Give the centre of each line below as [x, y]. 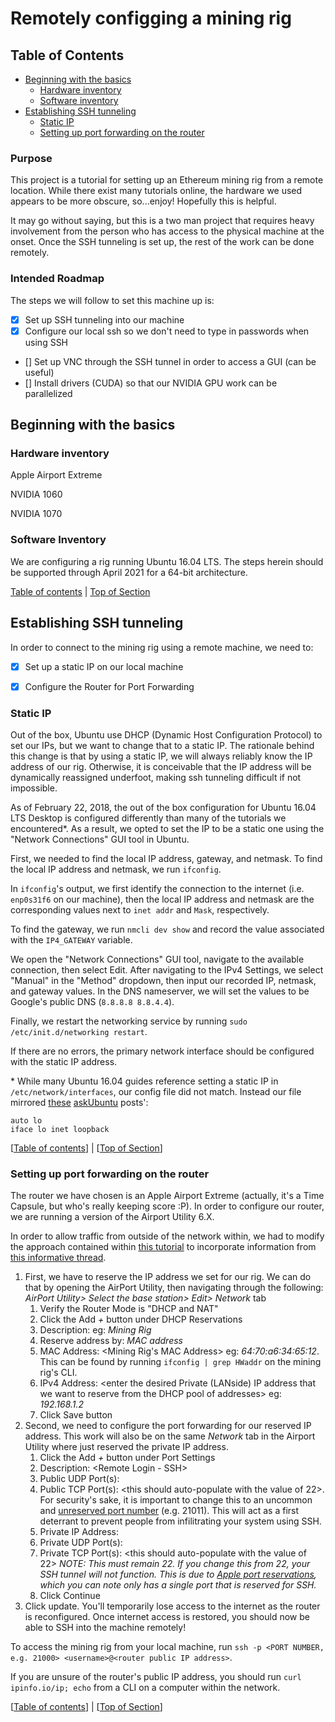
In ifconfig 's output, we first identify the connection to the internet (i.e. [157, 888]
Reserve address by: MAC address [111, 1341]
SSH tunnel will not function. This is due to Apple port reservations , [178, 1574]
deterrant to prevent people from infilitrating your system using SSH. [180, 1521]
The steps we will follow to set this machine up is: [112, 300]
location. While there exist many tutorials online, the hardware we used [156, 191]
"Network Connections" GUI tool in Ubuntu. [100, 839]
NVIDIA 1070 [36, 514]
